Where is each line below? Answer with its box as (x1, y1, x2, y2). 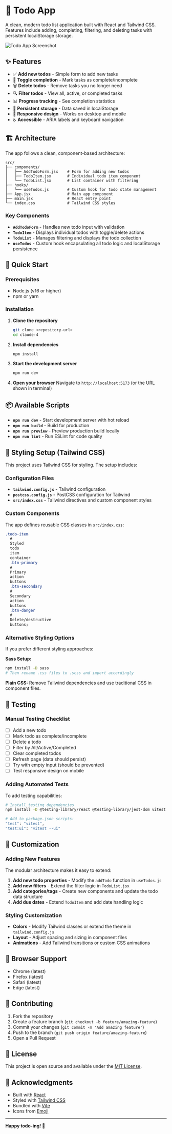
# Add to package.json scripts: (5, 817, 74, 822)
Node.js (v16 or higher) (12, 287, 61, 294)
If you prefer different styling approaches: (5, 646, 94, 652)
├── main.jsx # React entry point (5, 196, 111, 201)
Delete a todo (12, 739, 41, 745)
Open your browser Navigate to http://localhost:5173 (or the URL (12, 380, 155, 386)
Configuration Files (5, 474, 54, 482)
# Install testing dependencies (5, 802, 74, 807)
